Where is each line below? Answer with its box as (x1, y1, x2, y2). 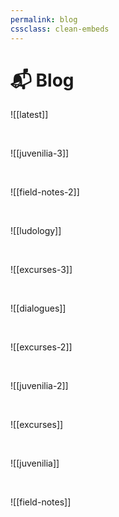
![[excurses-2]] (10, 341, 73, 353)
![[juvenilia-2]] (10, 380, 69, 392)
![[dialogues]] (10, 302, 67, 315)
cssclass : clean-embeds (10, 24, 110, 34)
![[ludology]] (10, 225, 62, 237)
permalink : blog (10, 14, 78, 25)
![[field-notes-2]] (10, 186, 80, 198)
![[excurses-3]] (10, 264, 73, 276)
